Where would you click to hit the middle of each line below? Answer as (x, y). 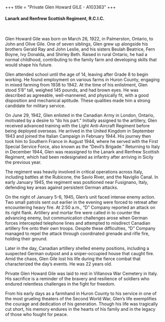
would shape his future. (29, 65)
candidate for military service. (35, 106)
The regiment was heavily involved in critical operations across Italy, (74, 172)
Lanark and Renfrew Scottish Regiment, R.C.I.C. (55, 18)
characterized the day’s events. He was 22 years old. (59, 264)
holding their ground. (26, 239)
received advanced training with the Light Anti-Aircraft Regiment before (77, 126)
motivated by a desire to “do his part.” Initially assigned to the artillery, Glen (81, 120)
